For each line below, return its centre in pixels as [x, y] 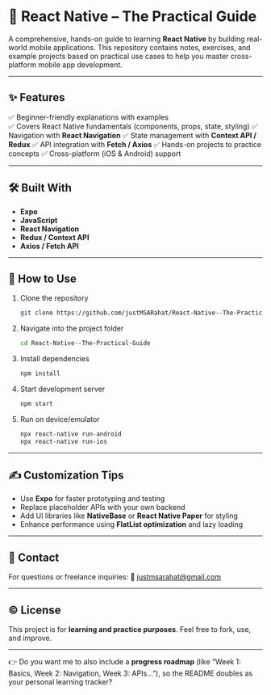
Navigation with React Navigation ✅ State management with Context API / [132, 135]
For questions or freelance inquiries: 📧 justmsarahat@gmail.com [115, 577]
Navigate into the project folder [72, 329]
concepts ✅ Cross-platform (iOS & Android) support [95, 154]
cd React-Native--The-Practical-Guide [85, 343]
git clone [37, 313]
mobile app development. [80, 65]
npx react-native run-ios [63, 441]
